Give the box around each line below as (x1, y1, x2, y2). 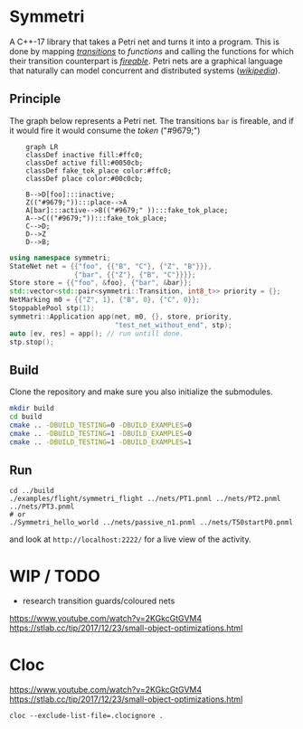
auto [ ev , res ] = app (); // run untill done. (9, 328, 184, 338)
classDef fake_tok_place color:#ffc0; (25, 166, 172, 175)
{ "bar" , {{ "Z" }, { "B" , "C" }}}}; (73, 270, 196, 279)
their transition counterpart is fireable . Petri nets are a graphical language (9, 55, 283, 66)
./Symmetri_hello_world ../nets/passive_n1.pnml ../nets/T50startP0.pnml (9, 518, 294, 527)
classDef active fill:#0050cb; (25, 158, 144, 167)
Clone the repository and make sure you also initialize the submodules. (9, 386, 273, 397)
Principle (9, 91, 62, 107)
